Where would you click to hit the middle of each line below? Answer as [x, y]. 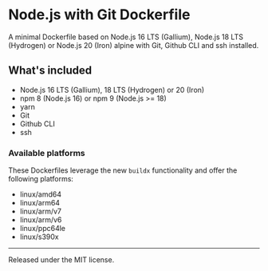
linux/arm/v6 [41, 220]
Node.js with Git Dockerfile [99, 15]
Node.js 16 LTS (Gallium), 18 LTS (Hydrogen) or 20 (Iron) [112, 90]
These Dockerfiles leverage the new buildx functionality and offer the [123, 170]
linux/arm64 [40, 203]
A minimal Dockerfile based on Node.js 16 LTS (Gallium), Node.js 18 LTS [126, 37]
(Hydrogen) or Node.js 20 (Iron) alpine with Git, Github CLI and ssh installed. [134, 45]
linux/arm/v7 [41, 211]
